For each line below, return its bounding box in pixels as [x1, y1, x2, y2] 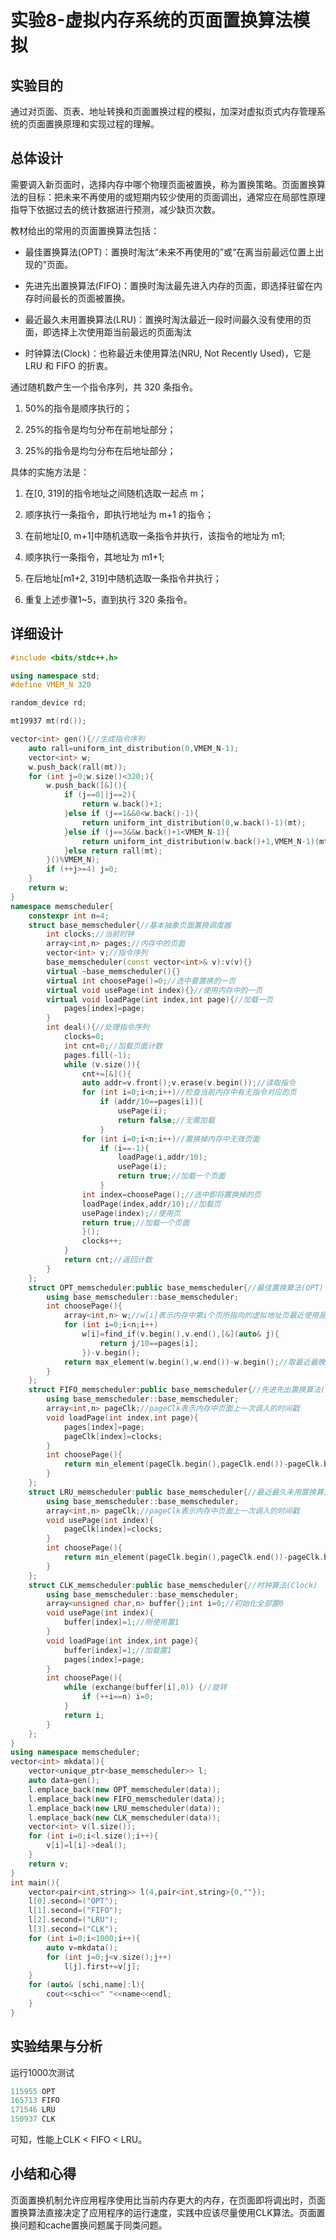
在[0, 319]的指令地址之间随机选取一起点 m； [24, 487, 207, 499]
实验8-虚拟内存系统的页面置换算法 [10, 9, 293, 32]
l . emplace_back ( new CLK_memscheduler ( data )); [28, 1812, 222, 1823]
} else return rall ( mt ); [63, 846, 163, 856]
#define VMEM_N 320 [10, 680, 92, 690]
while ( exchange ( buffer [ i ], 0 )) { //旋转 [63, 1682, 228, 1693]
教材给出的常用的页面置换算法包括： [10, 224, 160, 236]
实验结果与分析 [10, 2038, 103, 2055]
